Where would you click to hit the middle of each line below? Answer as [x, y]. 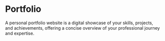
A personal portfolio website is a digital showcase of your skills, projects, [79, 23]
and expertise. [20, 33]
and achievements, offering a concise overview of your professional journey [82, 28]
